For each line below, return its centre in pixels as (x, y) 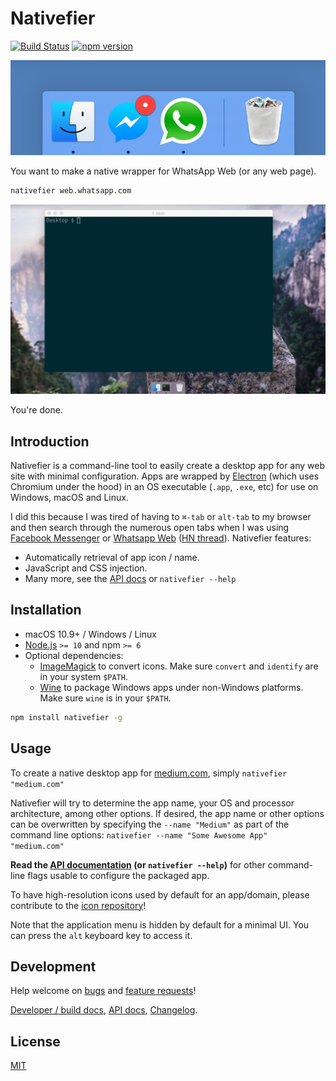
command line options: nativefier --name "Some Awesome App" (139, 834)
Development (53, 966)
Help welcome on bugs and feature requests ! (103, 991)
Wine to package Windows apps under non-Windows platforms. (171, 687)
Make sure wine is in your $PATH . (105, 698)
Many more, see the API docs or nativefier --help (130, 578)
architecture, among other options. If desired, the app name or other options (167, 813)
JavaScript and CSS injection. (86, 568)
